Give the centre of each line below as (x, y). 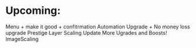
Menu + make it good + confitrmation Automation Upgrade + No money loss (98, 27)
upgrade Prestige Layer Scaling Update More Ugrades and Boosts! (86, 32)
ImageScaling (22, 39)
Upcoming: (33, 11)
